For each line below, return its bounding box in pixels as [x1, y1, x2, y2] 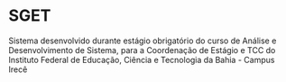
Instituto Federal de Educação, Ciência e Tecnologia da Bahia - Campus [8, 54, 275, 65]
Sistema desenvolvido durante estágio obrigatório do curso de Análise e [8, 35, 277, 46]
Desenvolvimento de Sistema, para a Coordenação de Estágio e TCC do [8, 44, 276, 55]
